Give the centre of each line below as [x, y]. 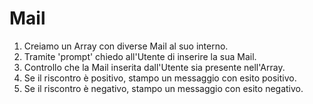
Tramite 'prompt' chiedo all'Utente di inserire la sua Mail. [140, 56]
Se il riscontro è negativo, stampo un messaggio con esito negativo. [163, 88]
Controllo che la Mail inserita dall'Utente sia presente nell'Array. [154, 67]
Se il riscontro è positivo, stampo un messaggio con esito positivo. [160, 78]
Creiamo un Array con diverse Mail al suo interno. [126, 46]
